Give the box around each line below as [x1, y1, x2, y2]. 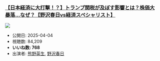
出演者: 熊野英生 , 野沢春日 [12, 51, 64, 57]
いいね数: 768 [12, 45, 40, 50]
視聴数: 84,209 [12, 39, 42, 45]
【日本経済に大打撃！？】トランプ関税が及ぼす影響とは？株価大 [5, 4, 155, 11]
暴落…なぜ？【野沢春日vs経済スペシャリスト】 [5, 11, 116, 18]
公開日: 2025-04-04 [12, 32, 53, 38]
